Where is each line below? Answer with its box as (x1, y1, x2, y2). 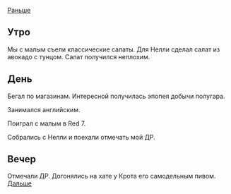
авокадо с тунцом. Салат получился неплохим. (7, 52, 150, 61)
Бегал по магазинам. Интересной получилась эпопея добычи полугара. (7, 92, 225, 100)
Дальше (7, 179, 32, 188)
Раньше (7, 6, 31, 14)
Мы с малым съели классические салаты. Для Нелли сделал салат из (7, 45, 220, 54)
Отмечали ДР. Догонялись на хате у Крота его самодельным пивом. (7, 172, 216, 181)
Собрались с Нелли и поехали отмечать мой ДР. (7, 133, 155, 141)
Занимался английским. (7, 105, 81, 114)
